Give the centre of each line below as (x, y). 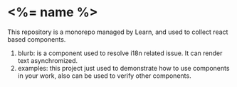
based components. (37, 39)
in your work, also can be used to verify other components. (104, 76)
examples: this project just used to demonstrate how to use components (123, 68)
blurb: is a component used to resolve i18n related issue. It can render (120, 53)
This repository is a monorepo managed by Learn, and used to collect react (118, 32)
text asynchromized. (48, 60)
